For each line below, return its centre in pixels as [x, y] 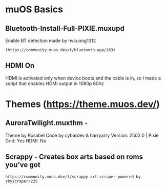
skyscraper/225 [22, 181]
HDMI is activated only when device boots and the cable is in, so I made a [83, 78]
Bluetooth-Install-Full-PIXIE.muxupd [65, 28]
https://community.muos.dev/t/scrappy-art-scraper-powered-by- [74, 177]
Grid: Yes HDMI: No [26, 141]
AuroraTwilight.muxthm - [47, 123]
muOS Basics [34, 9]
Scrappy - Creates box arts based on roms [74, 157]
